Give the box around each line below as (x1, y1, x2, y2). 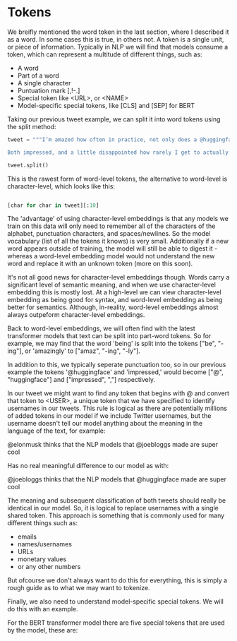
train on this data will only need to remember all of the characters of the (7, 222, 216, 230)
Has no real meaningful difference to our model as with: (7, 462, 169, 470)
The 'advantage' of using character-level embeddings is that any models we (7, 215, 229, 223)
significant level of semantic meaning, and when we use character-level (7, 280, 217, 289)
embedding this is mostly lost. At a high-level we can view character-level (7, 288, 221, 296)
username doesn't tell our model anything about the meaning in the (7, 419, 203, 428)
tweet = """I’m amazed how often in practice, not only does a (7, 136, 197, 143)
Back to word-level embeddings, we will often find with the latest (7, 324, 195, 333)
